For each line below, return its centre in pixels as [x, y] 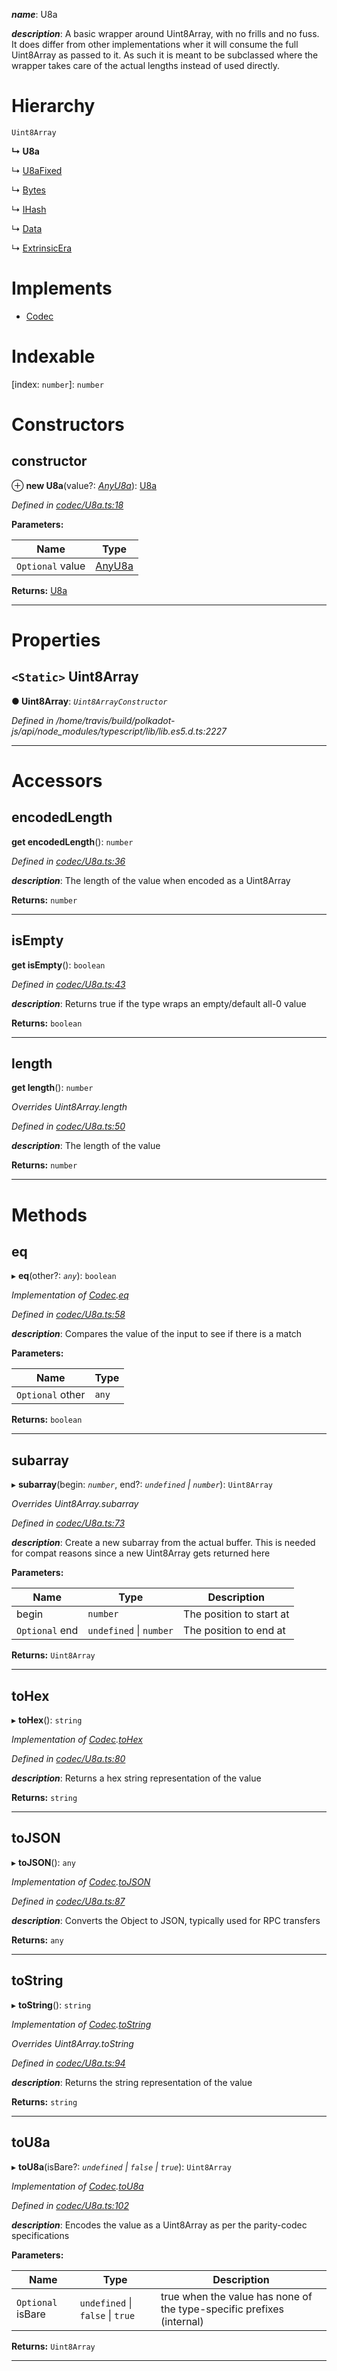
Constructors [68, 425]
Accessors [57, 781]
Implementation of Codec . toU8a [77, 2186]
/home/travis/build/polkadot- [115, 720]
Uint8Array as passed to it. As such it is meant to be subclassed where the [165, 55]
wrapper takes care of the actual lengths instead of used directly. [146, 65]
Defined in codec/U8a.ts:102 [70, 2205]
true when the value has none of [236, 2296]
